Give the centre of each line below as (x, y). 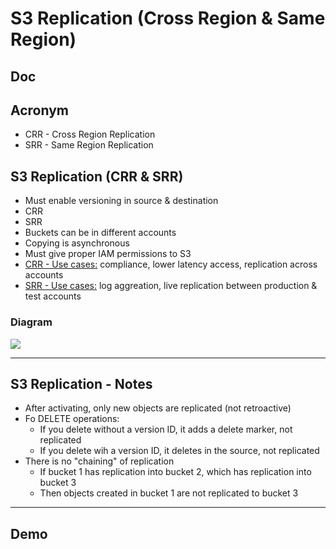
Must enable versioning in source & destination (121, 201)
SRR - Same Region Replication (89, 145)
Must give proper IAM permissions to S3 (108, 254)
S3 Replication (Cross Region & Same (168, 18)
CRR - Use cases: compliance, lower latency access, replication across (171, 264)
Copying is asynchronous (77, 243)
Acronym (39, 110)
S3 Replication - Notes (81, 383)
